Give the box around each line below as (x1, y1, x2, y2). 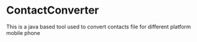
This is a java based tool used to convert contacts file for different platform (6, 23, 191, 30)
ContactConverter (6, 4, 99, 17)
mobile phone (6, 29, 40, 36)
